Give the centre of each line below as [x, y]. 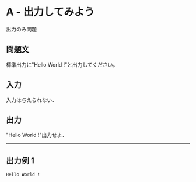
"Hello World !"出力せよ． [37, 135]
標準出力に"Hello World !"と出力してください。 [62, 64]
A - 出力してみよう [50, 12]
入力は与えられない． [32, 100]
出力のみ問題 [21, 29]
